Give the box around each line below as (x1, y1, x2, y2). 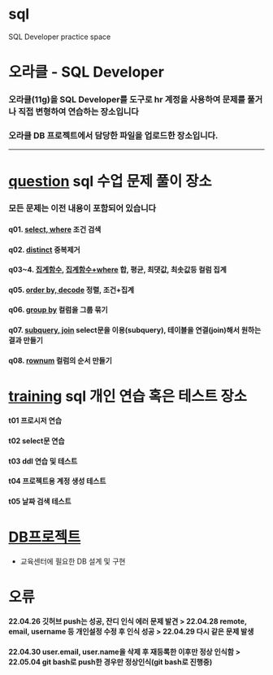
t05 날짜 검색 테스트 (8, 496, 71, 506)
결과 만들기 (8, 335, 43, 346)
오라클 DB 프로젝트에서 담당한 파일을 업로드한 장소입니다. (8, 129, 219, 141)
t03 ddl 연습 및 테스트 (8, 456, 78, 466)
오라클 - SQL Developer (8, 63, 165, 81)
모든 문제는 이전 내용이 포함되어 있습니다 (8, 202, 157, 214)
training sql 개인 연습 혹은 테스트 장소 (8, 387, 248, 405)
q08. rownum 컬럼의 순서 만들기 (8, 355, 112, 365)
